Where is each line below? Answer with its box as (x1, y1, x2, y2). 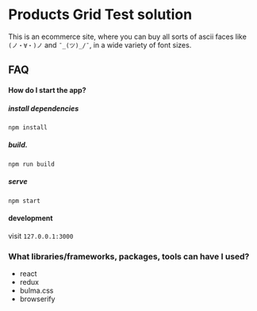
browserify (19, 294, 56, 304)
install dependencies (8, 103, 79, 113)
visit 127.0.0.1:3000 (8, 232, 74, 241)
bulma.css (19, 286, 54, 295)
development (8, 213, 53, 223)
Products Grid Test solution (8, 6, 193, 24)
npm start (8, 197, 41, 205)
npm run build (8, 160, 56, 168)
